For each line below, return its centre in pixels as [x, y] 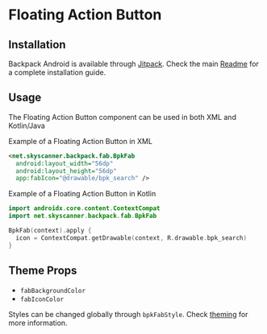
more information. [38, 323]
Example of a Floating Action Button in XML [81, 141]
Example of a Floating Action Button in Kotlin [82, 194]
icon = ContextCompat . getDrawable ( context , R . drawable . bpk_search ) [131, 238]
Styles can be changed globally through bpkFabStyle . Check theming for [128, 314]
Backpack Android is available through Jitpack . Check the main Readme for [134, 64]
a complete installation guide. [57, 72]
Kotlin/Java [27, 126]
